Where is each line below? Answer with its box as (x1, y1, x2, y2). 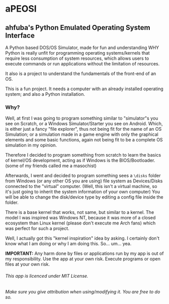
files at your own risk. (5, 261, 50, 268)
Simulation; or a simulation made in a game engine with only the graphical (5, 131, 159, 137)
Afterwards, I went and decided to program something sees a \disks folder (5, 173, 161, 179)
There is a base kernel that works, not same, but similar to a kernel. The (5, 209, 154, 215)
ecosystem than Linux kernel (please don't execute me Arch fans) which (5, 220, 156, 226)
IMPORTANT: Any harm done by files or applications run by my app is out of (5, 250, 164, 256)
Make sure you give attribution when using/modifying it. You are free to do (5, 288, 160, 294)
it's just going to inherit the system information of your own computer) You (5, 188, 160, 195)
